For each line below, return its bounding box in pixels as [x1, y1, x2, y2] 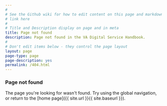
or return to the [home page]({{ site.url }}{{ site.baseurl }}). [5, 95, 126, 102]
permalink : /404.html [5, 62, 50, 67]
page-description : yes [5, 58, 52, 63]
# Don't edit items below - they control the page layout [5, 44, 128, 49]
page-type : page [5, 53, 39, 58]
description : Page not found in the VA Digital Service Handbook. [5, 35, 146, 40]
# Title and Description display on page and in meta [5, 26, 119, 31]
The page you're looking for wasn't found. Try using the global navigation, [5, 90, 157, 96]
